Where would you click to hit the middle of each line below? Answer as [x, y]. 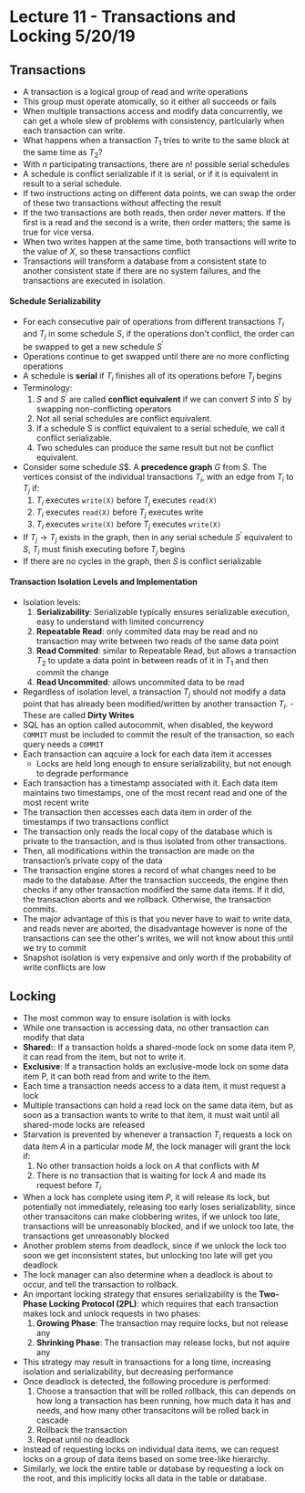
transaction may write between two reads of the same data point [158, 641]
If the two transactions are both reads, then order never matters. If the [154, 213]
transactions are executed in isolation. [94, 280]
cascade [52, 1420]
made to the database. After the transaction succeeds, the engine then [155, 880]
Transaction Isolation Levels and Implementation [103, 582]
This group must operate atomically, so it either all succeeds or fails [149, 101]
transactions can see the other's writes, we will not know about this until [158, 938]
